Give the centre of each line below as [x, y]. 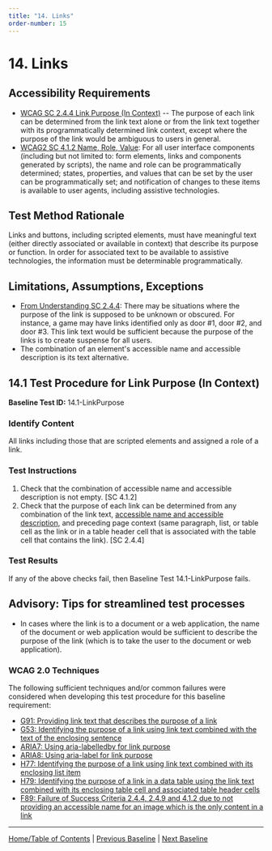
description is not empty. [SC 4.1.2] [79, 497]
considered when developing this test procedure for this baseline [117, 696]
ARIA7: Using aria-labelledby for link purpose [95, 747]
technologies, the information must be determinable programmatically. [125, 261]
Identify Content [41, 423]
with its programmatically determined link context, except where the [134, 130]
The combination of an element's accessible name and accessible [130, 349]
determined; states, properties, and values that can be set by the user [136, 173]
